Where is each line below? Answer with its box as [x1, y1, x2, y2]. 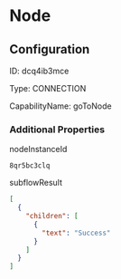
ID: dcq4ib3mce [9, 65, 70, 76]
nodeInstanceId [9, 144, 68, 155]
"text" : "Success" [42, 228, 111, 237]
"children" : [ [25, 212, 79, 221]
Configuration [9, 42, 90, 57]
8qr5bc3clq [9, 161, 51, 170]
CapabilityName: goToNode [9, 101, 112, 111]
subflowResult [9, 178, 63, 188]
